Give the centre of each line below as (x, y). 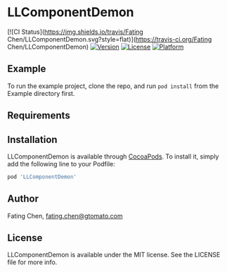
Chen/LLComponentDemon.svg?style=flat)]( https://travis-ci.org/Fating (110, 39)
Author (23, 199)
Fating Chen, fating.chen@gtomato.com (65, 216)
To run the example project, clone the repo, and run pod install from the (113, 86)
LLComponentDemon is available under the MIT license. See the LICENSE (114, 255)
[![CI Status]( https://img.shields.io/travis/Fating (76, 32)
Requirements (39, 116)
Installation (32, 139)
